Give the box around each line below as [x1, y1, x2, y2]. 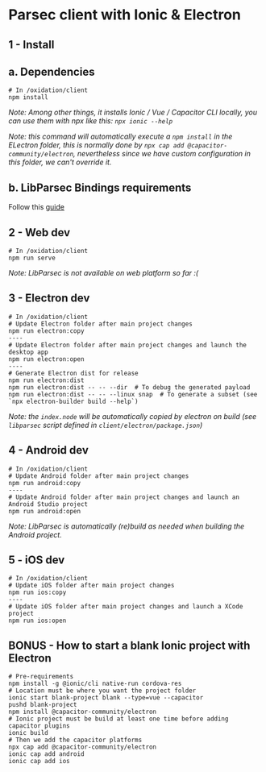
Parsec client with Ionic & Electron [8, 6, 242, 24]
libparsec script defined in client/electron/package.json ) [8, 420, 203, 430]
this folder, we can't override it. [8, 157, 112, 167]
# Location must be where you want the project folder [8, 687, 197, 695]
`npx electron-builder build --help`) [8, 397, 139, 405]
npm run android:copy [8, 479, 81, 487]
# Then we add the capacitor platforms [8, 736, 143, 745]
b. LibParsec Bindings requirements [8, 181, 192, 194]
